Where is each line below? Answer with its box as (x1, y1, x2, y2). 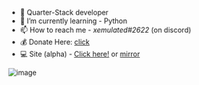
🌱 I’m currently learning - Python (19, 16, 128, 26)
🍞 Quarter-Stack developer (19, 8, 109, 17)
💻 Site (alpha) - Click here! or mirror (19, 49, 141, 59)
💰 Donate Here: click (19, 37, 90, 47)
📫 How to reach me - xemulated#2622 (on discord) (19, 25, 192, 34)
